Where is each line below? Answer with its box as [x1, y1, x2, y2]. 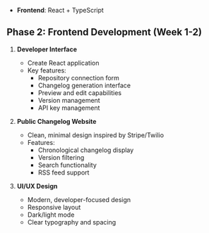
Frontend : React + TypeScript [16, 6, 104, 14]
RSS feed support [37, 168, 90, 177]
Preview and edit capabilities [37, 88, 121, 97]
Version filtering [37, 153, 85, 161]
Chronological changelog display [37, 146, 134, 154]
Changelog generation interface [37, 81, 131, 89]
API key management [37, 103, 100, 112]
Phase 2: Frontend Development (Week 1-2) [6, 26, 203, 38]
